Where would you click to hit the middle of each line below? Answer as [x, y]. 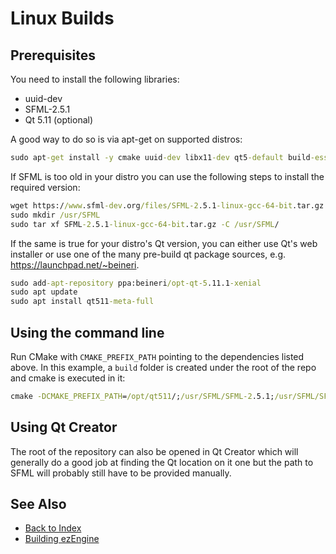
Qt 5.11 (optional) [59, 120]
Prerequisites [53, 55]
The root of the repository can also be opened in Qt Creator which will [154, 451]
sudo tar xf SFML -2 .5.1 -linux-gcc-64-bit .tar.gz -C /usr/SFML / [145, 224]
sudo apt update [44, 292]
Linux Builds [62, 18]
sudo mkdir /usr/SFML [55, 215]
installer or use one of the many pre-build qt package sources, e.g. [148, 254]
